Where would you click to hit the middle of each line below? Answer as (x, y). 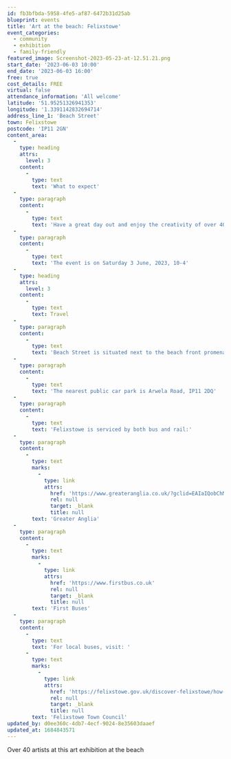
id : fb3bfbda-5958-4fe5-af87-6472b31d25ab (69, 13)
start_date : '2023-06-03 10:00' (53, 65)
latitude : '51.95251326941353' (52, 103)
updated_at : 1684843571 (41, 730)
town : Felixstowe (32, 122)
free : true (23, 77)
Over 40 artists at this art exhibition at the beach (76, 749)
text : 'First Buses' (61, 609)
